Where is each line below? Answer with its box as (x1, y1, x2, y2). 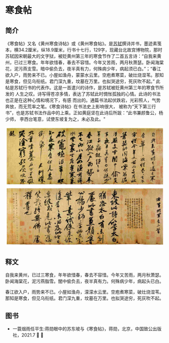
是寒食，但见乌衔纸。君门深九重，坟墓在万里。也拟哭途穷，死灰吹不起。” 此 (5, 79, 161, 84)
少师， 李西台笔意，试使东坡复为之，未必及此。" (5, 116, 106, 122)
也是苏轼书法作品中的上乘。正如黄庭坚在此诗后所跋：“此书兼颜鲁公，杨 (16, 110, 163, 116)
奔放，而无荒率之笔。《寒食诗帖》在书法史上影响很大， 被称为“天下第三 (5, 104, 152, 109)
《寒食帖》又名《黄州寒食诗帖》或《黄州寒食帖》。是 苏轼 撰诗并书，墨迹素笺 (5, 41, 162, 46)
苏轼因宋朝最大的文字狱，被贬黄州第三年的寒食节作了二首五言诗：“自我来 (5, 53, 157, 59)
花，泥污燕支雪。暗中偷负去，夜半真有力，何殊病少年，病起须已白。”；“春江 (5, 66, 161, 72)
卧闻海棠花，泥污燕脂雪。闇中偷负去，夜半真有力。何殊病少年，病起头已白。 (5, 278, 164, 285)
